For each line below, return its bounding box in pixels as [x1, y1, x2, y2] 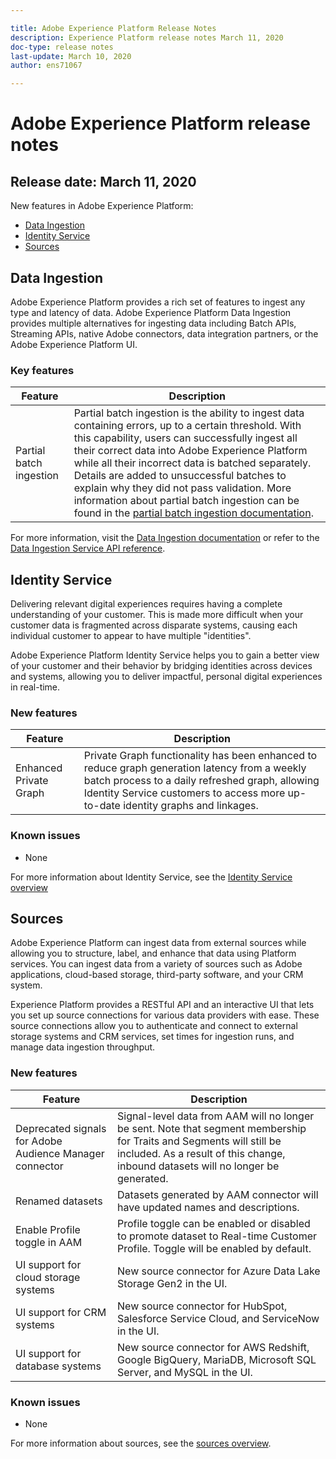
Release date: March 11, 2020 [10, 173, 197, 190]
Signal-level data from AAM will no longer [117, 1109, 315, 1123]
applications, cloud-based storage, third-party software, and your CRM [10, 969, 304, 981]
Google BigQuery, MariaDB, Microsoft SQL [117, 1352, 317, 1366]
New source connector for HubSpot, [117, 1299, 288, 1313]
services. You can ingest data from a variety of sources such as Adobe [10, 958, 303, 970]
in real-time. [10, 681, 61, 693]
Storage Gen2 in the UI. [117, 1276, 228, 1290]
